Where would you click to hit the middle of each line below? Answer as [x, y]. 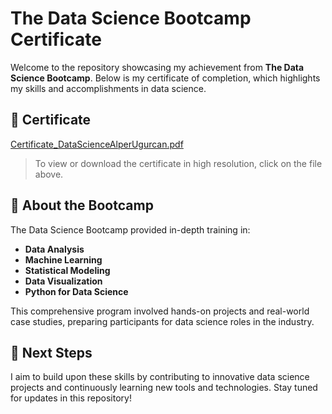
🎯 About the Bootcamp [82, 205]
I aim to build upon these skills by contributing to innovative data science [160, 377]
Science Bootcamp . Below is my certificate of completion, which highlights [165, 78]
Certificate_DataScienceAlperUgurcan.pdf [97, 144]
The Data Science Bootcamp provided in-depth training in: [130, 229]
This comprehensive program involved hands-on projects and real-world [160, 311]
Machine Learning [63, 259]
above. [49, 174]
